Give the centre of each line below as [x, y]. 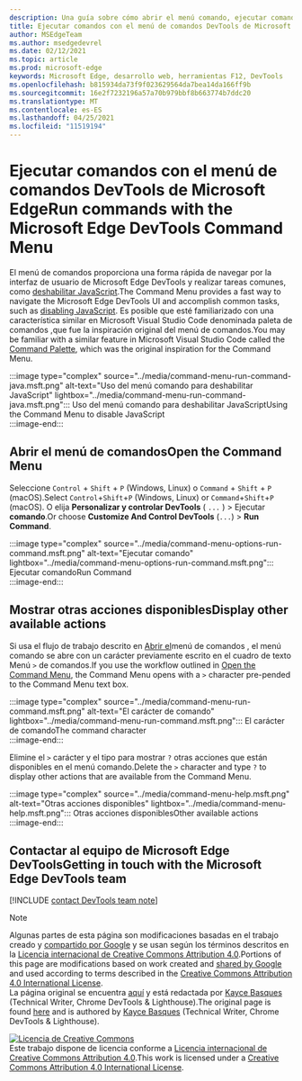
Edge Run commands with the [121, 209]
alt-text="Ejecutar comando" [140, 553]
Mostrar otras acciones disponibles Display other [149, 610]
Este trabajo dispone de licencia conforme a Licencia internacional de [138, 1049]
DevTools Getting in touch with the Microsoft [136, 865]
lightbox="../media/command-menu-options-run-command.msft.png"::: [142, 563]
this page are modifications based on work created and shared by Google [146, 964]
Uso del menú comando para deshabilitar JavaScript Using [180, 404]
